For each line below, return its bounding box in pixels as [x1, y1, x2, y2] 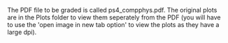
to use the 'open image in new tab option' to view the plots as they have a [7, 21, 220, 28]
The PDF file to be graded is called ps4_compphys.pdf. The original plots [7, 6, 218, 14]
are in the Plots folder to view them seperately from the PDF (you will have [7, 13, 221, 21]
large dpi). [7, 28, 37, 36]
